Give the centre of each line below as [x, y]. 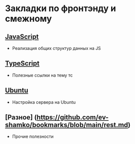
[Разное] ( [21, 118]
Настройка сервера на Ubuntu [44, 102]
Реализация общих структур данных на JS [56, 48]
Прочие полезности [33, 137]
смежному [29, 19]
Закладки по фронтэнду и [60, 8]
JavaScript [22, 37]
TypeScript [22, 64]
